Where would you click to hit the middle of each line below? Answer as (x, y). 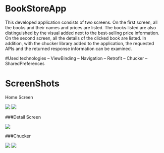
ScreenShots (32, 83)
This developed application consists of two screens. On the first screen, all (81, 22)
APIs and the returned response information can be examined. (69, 49)
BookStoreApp (36, 9)
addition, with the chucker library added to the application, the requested (80, 43)
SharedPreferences (25, 63)
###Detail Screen (23, 117)
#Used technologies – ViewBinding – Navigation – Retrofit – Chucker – (76, 58)
